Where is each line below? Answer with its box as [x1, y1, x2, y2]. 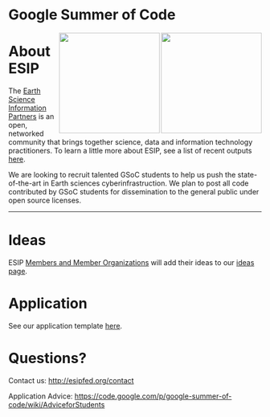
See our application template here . [8, 321, 123, 330]
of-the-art [8, 178, 42, 188]
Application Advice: [8, 391, 73, 401]
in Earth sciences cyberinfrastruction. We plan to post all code [43, 178, 249, 188]
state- [237, 170, 258, 180]
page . [8, 267, 28, 276]
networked [8, 129, 44, 138]
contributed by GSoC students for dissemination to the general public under [8, 187, 260, 197]
